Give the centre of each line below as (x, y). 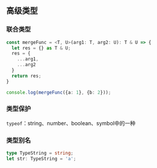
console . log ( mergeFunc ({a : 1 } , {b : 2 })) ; (59, 92)
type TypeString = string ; (40, 153)
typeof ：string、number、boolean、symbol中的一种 (71, 123)
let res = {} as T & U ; (41, 48)
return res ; (27, 76)
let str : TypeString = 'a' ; (41, 159)
